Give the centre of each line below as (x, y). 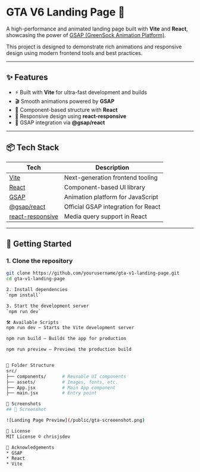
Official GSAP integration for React (112, 207)
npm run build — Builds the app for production (66, 339)
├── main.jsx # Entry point (51, 393)
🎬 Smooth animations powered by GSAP (65, 101)
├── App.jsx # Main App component (61, 388)
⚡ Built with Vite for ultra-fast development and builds (81, 92)
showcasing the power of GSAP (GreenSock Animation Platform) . (86, 35)
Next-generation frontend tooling (111, 177)
